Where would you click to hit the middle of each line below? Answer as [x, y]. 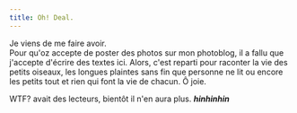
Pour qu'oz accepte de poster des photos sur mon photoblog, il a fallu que [147, 52]
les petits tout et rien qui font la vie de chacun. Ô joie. [108, 81]
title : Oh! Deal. [42, 17]
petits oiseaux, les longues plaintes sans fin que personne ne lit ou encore [146, 72]
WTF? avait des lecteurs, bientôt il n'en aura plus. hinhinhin [120, 99]
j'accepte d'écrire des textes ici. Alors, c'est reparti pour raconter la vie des [149, 62]
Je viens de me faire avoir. [58, 43]
